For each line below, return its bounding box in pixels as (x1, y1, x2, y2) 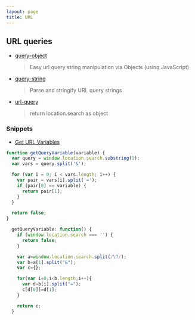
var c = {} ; (17, 265, 42, 271)
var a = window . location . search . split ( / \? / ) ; (17, 254, 127, 260)
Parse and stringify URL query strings (29, 87, 122, 94)
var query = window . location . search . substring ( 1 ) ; (11, 156, 140, 161)
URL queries (6, 36, 52, 46)
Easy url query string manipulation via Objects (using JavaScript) (29, 64, 190, 71)
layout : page (6, 8, 39, 15)
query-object (14, 52, 48, 60)
